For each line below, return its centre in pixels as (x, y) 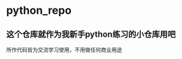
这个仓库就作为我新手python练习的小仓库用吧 (91, 34)
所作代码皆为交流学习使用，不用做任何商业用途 (64, 50)
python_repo (39, 11)
